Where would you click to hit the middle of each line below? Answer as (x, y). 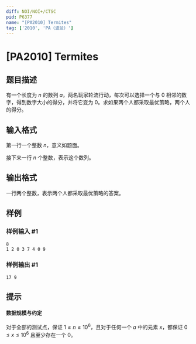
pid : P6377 (19, 17)
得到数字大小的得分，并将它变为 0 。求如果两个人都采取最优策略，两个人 (103, 103)
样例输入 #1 (22, 231)
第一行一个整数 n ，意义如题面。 (44, 145)
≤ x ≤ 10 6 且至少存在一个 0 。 (41, 334)
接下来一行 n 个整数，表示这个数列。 (50, 158)
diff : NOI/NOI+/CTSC (31, 11)
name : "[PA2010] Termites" (39, 22)
